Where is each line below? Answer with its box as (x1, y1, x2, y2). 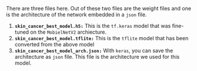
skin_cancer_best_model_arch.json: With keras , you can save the (14, 47, 173, 54)
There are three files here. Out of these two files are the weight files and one (6, 5, 192, 12)
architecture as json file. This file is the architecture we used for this (14, 54, 180, 60)
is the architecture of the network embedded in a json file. (6, 11, 147, 18)
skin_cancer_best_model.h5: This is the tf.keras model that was (14, 23, 171, 29)
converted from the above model (14, 41, 95, 48)
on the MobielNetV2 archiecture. (30, 29, 107, 35)
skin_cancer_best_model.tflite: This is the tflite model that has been (14, 35, 189, 41)
